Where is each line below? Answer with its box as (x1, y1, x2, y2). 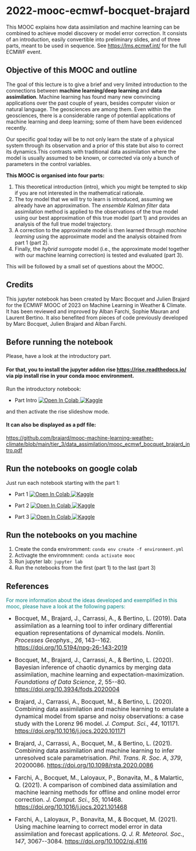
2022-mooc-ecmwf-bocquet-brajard (6, 4, 190, 18)
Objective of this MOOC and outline (6, 66, 138, 75)
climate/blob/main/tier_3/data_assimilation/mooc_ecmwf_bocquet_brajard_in (6, 440, 190, 447)
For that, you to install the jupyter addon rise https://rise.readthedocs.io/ (6, 366, 187, 373)
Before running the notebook (6, 337, 113, 347)
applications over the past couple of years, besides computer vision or (6, 99, 176, 106)
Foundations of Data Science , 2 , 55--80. (14, 678, 127, 686)
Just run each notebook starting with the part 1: (6, 479, 120, 486)
